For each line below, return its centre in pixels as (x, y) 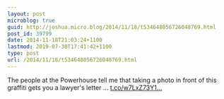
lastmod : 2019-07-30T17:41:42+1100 (60, 47)
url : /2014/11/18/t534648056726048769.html (72, 60)
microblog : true (31, 21)
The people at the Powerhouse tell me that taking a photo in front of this (112, 80)
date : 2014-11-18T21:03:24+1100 (55, 40)
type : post (23, 54)
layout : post (26, 14)
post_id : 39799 (30, 34)
